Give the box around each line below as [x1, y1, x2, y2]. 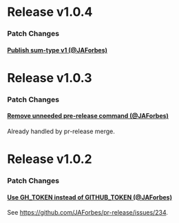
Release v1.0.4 [7, 4, 93, 20]
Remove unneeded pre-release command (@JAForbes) [7, 112, 169, 120]
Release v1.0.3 [7, 70, 92, 86]
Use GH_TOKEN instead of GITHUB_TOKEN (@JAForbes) [7, 193, 172, 201]
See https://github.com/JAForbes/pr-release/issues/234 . [7, 209, 169, 217]
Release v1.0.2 [7, 151, 92, 167]
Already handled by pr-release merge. [7, 127, 116, 135]
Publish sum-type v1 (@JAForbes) [7, 46, 108, 54]
